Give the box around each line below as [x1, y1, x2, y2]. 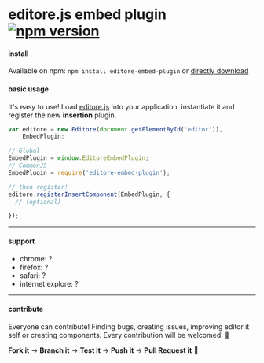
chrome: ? [19, 254, 53, 263]
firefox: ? [19, 262, 49, 272]
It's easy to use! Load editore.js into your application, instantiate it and [8, 102, 235, 111]
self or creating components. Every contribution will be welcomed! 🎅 [8, 330, 230, 339]
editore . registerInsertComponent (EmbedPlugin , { [8, 191, 170, 198]
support [8, 236, 35, 246]
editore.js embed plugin [8, 6, 167, 24]
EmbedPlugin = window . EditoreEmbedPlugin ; [8, 154, 149, 162]
